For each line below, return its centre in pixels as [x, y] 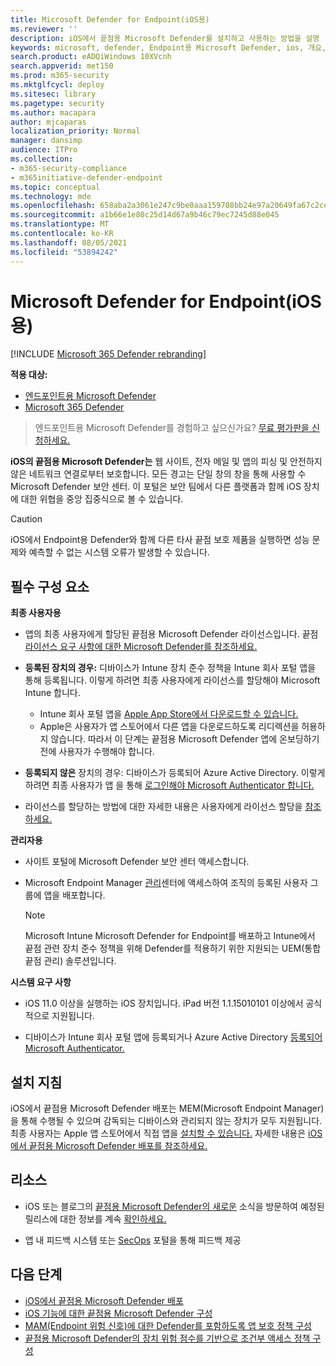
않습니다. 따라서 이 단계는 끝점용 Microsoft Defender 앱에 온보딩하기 [185, 739]
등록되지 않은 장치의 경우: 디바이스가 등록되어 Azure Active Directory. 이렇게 [175, 773]
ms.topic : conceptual [55, 187]
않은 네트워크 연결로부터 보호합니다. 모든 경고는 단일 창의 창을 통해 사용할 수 [158, 474]
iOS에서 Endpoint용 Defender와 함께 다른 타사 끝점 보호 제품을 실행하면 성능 [160, 540]
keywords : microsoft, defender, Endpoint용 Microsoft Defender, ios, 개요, [168, 47]
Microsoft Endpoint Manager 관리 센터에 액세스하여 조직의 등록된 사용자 [166, 883]
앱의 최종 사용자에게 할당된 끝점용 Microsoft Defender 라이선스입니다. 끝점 [171, 634]
